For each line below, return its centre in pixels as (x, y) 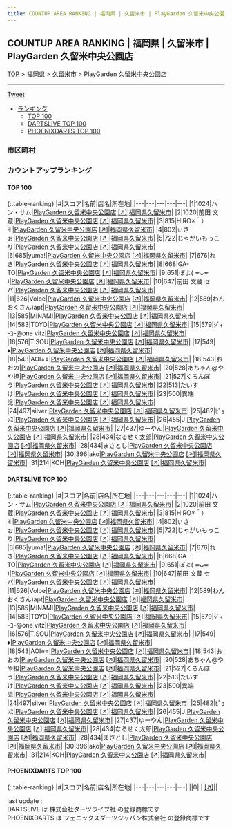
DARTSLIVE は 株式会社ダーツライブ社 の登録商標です (84, 809)
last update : (25, 801)
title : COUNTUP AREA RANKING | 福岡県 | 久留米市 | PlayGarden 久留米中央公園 (116, 13)
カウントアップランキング (49, 171)
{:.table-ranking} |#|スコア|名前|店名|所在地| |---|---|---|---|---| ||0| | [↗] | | (113, 787)
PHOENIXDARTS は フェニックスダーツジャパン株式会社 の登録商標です (109, 818)
